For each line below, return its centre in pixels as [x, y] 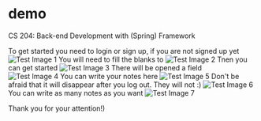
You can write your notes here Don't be [150, 76]
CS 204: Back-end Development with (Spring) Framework [102, 36]
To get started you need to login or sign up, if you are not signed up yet [124, 51]
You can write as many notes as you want [76, 93]
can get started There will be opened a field [105, 67]
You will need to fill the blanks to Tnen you [153, 59]
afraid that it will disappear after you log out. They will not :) [105, 85]
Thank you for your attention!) [57, 108]
